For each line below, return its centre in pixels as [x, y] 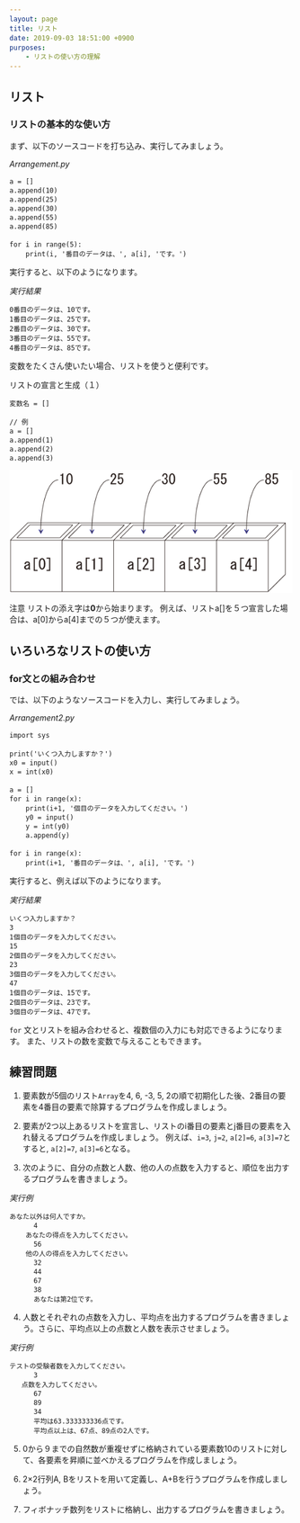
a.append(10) [34, 190]
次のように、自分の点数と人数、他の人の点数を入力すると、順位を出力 [152, 1167]
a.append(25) [34, 199]
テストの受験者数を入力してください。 [70, 1366]
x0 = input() [34, 763]
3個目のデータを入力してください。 [65, 974]
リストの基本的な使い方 [60, 124]
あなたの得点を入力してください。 [79, 1235]
